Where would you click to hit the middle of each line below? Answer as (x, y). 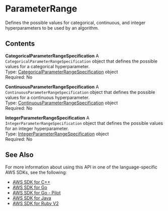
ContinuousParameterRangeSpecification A (52, 87)
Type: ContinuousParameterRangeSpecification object (62, 103)
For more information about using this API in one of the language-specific (81, 167)
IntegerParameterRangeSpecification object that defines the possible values (84, 123)
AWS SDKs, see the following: (36, 172)
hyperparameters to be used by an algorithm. (52, 28)
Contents (20, 44)
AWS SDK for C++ (31, 182)
